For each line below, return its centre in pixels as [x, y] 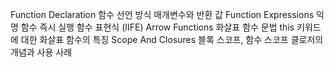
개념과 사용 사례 [41, 52]
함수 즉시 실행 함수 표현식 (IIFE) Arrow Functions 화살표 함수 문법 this [157, 27]
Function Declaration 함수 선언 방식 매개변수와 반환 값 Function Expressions [162, 14]
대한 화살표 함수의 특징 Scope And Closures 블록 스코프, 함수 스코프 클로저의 [172, 39]
